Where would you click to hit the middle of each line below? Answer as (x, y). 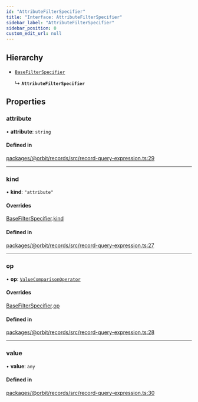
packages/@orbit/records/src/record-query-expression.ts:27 (80, 245)
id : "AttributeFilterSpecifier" (46, 12)
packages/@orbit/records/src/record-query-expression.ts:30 (80, 393)
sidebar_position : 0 (32, 28)
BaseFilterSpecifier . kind (35, 219)
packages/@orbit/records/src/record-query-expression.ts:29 (80, 158)
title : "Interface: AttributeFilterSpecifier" (64, 17)
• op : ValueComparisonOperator (43, 279)
